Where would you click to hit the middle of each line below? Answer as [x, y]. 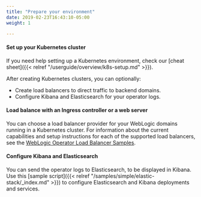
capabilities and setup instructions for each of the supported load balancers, [101, 136]
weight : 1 [19, 23]
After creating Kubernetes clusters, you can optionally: [73, 78]
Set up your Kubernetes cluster [46, 47]
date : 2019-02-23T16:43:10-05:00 [48, 17]
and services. [23, 189]
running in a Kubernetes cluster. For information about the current [88, 130]
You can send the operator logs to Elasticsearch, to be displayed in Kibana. [99, 169]
